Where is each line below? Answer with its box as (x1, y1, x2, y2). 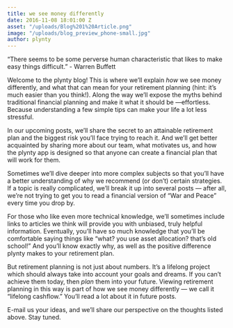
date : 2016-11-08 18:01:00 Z (7, 17, 92, 24)
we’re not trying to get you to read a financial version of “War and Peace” (7, 192, 217, 200)
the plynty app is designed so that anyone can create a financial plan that (7, 149, 218, 157)
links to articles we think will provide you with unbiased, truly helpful (7, 220, 203, 228)
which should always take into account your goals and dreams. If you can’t (7, 270, 221, 279)
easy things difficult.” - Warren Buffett (7, 63, 116, 71)
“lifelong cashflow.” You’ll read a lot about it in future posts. (7, 293, 177, 301)
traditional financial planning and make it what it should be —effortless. (7, 98, 211, 106)
